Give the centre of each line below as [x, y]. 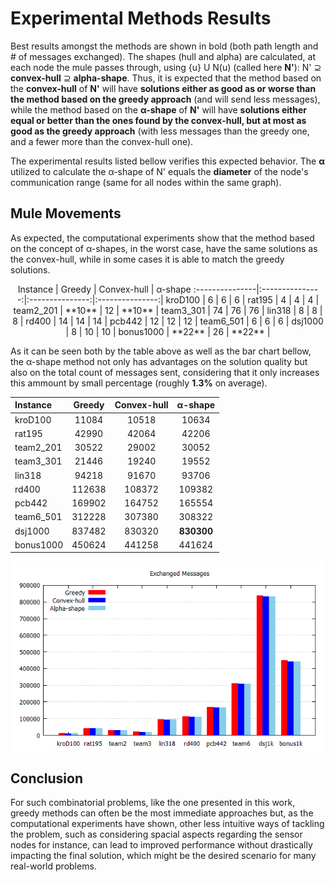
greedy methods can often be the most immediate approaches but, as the [162, 813]
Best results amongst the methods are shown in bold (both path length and [164, 46]
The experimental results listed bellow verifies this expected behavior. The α [167, 161]
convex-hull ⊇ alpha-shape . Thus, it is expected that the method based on [166, 78]
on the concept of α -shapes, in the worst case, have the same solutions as [164, 248]
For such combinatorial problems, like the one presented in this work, [153, 803]
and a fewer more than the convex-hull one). [102, 141]
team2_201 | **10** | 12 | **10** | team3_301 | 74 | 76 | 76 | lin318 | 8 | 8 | [168, 310]
